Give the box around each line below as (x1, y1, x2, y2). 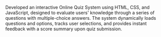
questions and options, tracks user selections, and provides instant (5, 20, 147, 26)
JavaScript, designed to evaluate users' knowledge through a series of (5, 10, 155, 16)
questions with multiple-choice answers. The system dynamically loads (5, 15, 156, 21)
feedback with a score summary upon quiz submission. (5, 26, 122, 32)
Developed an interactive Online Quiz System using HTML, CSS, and (5, 5, 150, 10)
